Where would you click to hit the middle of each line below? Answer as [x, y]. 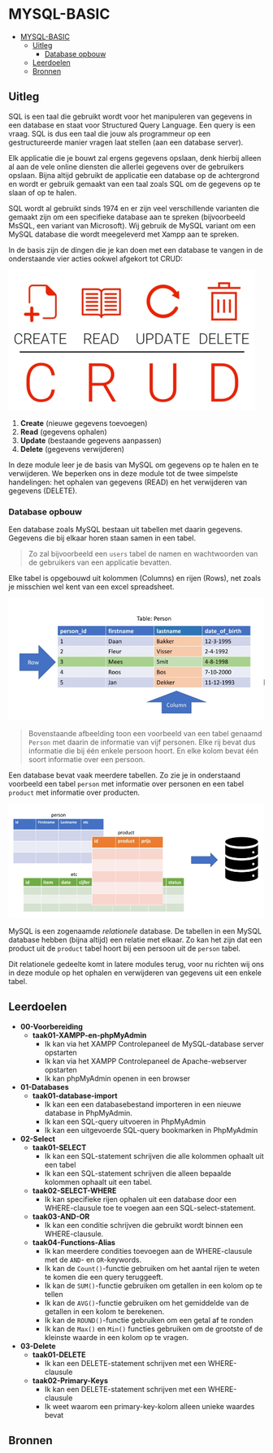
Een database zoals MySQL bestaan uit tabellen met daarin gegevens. [126, 530]
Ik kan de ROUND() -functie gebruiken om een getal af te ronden [149, 1320]
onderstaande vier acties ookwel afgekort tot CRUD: [95, 258]
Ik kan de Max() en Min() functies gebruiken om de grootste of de [154, 1329]
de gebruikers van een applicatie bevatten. [100, 562]
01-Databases [44, 1086]
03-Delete [38, 1346]
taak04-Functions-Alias [74, 1242]
